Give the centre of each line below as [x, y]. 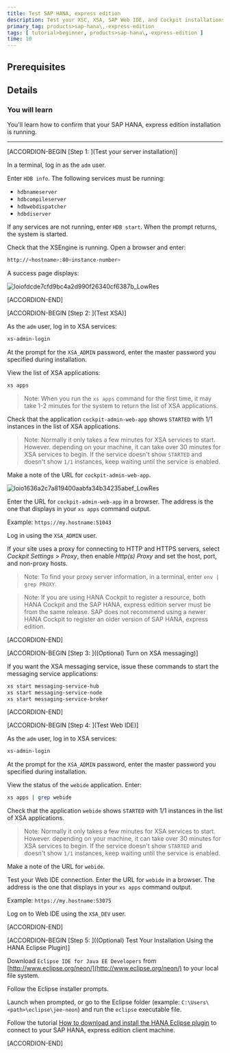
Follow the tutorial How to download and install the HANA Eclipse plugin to [112, 1023]
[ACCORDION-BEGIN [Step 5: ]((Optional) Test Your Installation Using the [110, 940]
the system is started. [38, 234]
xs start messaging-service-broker [58, 699]
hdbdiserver [34, 214]
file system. [23, 975]
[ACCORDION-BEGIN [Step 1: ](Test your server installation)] [92, 152]
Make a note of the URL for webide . [56, 867]
